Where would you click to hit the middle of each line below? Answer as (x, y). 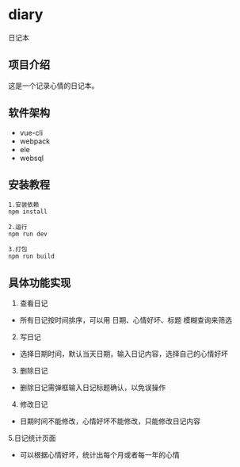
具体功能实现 (40, 283)
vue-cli (31, 132)
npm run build (32, 256)
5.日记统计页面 (32, 438)
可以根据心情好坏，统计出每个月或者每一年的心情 (99, 455)
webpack (34, 141)
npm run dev (28, 234)
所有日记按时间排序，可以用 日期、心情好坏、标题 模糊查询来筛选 (126, 320)
